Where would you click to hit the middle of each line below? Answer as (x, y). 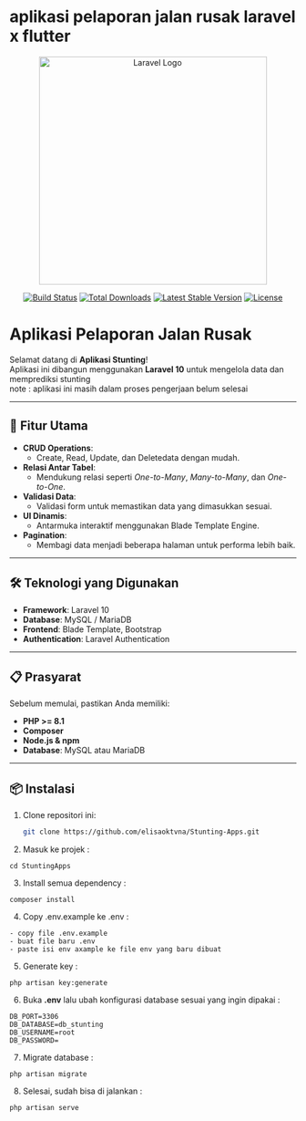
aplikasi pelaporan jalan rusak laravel (153, 17)
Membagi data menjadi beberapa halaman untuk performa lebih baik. (166, 545)
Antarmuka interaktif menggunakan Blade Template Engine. (148, 525)
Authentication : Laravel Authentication (96, 638)
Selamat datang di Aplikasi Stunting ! (79, 359)
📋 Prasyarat (46, 677)
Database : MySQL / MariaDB (77, 619)
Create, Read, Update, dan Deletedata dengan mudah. (138, 457)
